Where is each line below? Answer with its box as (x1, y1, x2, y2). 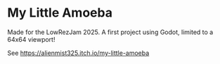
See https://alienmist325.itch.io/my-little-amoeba (7, 49, 150, 57)
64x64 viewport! (7, 35, 56, 43)
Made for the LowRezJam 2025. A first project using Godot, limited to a (7, 28, 214, 36)
